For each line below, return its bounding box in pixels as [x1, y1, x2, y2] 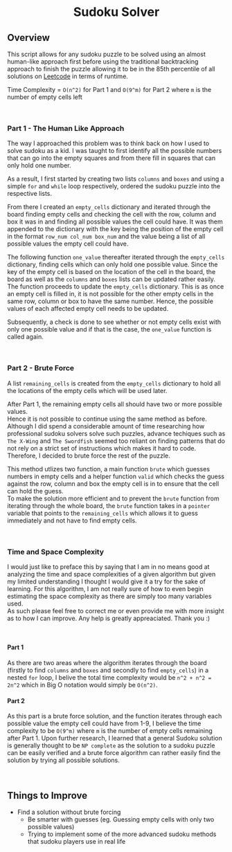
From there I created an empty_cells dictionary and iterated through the [7, 203, 211, 211]
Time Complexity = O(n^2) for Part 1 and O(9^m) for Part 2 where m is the [7, 86, 212, 93]
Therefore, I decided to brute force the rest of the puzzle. [7, 451, 171, 460]
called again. [7, 333, 44, 341]
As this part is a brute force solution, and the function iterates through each [7, 712, 222, 720]
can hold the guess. [7, 487, 64, 495]
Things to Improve [7, 790, 88, 801]
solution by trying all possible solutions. [7, 756, 120, 765]
